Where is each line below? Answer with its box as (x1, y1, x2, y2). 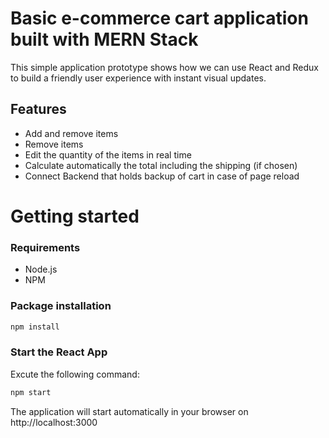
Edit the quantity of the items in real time (24, 148, 192, 161)
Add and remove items (24, 127, 119, 139)
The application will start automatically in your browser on (10, 405, 249, 417)
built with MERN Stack (10, 28, 199, 51)
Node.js (24, 263, 58, 276)
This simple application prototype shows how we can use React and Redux (10, 61, 320, 73)
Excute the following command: (10, 368, 140, 380)
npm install (10, 322, 60, 332)
